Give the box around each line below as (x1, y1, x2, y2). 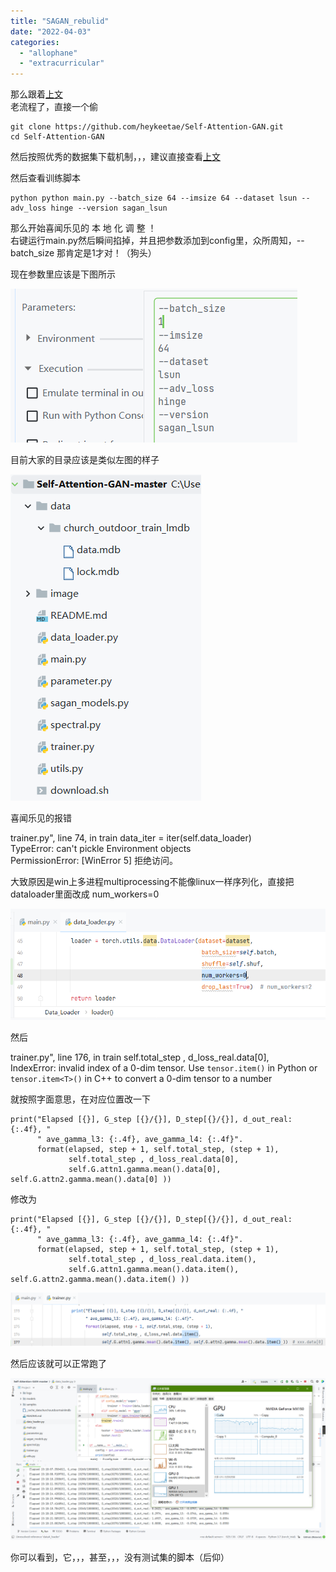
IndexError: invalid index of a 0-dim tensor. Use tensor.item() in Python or (10, 1061, 318, 1074)
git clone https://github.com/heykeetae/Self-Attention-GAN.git (10, 122, 284, 132)
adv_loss (10, 203, 47, 214)
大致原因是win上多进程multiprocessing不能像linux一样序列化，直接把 (10, 876, 295, 888)
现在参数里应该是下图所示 (10, 268, 116, 280)
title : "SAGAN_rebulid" (10, 16, 110, 26)
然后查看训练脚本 (10, 172, 81, 184)
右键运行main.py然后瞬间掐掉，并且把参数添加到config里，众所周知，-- (10, 235, 305, 247)
